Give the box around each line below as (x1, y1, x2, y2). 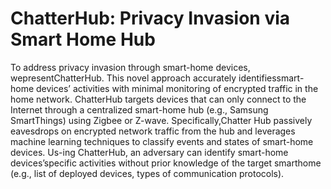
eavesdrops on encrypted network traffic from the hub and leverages (10, 125, 296, 137)
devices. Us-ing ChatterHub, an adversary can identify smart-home (10, 146, 289, 158)
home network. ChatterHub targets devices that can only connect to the (10, 93, 307, 105)
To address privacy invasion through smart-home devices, (10, 61, 251, 73)
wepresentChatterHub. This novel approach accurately (10, 72, 237, 84)
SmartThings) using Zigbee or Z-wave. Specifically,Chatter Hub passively (10, 114, 313, 126)
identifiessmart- (238, 72, 305, 84)
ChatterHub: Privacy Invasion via (10, 7, 291, 30)
